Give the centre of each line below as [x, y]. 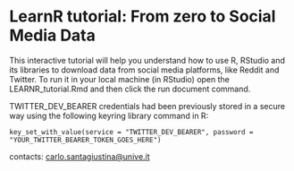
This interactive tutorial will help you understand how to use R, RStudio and [147, 60]
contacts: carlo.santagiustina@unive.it [80, 156]
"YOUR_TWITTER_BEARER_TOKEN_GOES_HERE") [86, 140]
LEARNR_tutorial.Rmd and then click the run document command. [130, 89]
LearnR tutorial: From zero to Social [143, 17]
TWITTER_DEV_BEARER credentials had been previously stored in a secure [147, 106]
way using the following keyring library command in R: [109, 115]
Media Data [53, 35]
